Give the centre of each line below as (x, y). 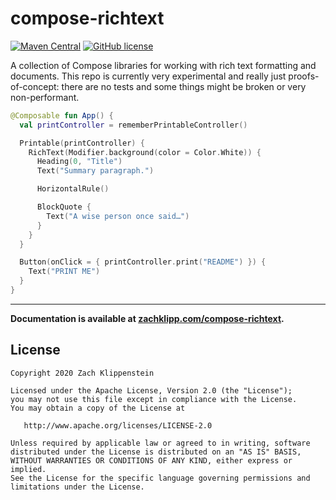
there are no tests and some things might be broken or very (184, 86)
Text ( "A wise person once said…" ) (118, 216)
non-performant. (45, 97)
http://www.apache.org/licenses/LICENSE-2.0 (118, 425)
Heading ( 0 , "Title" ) (79, 162)
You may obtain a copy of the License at (98, 408)
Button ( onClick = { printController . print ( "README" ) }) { (143, 262)
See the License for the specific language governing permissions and (160, 478)
